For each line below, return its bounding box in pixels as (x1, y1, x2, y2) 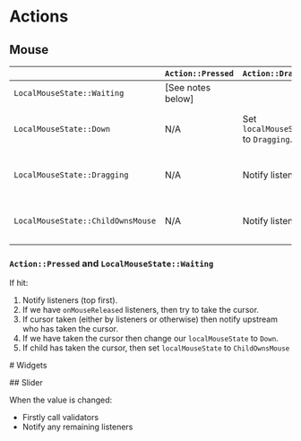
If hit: (9, 278, 29, 289)
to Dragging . (242, 133, 293, 145)
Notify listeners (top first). (21, 295, 118, 306)
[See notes (164, 82, 211, 93)
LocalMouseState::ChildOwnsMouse (13, 216, 157, 226)
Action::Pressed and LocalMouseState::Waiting (9, 257, 214, 270)
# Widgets (9, 360, 47, 371)
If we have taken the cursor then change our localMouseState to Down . (21, 333, 279, 344)
